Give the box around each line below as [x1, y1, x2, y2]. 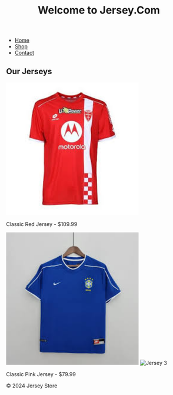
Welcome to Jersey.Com [38, 4, 160, 17]
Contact [14, 49, 34, 57]
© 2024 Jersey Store [6, 382, 58, 389]
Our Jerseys [6, 66, 52, 77]
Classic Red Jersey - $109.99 [6, 221, 78, 227]
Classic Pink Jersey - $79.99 [6, 371, 76, 377]
